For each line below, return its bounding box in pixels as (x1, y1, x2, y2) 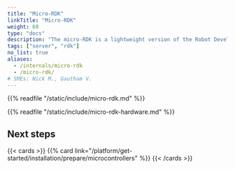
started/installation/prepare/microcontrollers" (7, 154, 138, 163)
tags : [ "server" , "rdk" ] (7, 43, 80, 50)
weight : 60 (7, 23, 39, 30)
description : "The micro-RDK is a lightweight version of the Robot (7, 36, 211, 43)
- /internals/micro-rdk (13, 62, 83, 69)
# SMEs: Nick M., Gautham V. (7, 75, 92, 82)
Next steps (7, 128, 56, 140)
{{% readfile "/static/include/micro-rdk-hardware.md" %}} (7, 108, 175, 116)
